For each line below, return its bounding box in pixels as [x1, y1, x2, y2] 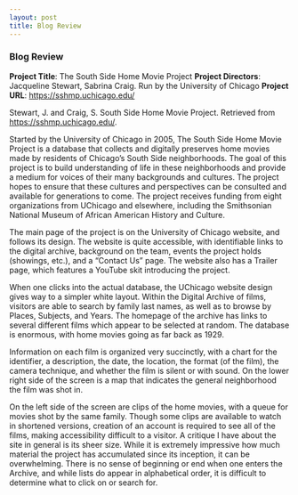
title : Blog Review [9, 21, 82, 30]
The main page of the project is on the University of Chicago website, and [9, 226, 280, 237]
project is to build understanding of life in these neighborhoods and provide [9, 162, 286, 173]
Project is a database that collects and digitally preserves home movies [9, 143, 270, 154]
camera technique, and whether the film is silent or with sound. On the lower [9, 365, 289, 376]
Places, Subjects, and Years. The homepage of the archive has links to [9, 310, 268, 321]
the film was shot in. [9, 384, 84, 394]
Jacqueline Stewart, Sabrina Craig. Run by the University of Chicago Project [9, 80, 289, 91]
